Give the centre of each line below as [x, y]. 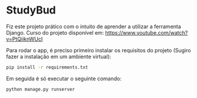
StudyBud [31, 10]
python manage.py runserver [41, 89]
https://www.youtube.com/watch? [147, 32]
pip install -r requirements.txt [47, 67]
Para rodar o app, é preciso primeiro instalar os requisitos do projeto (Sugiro [98, 50]
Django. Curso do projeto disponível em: [55, 32]
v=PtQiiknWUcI [24, 39]
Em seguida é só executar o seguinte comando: [64, 78]
